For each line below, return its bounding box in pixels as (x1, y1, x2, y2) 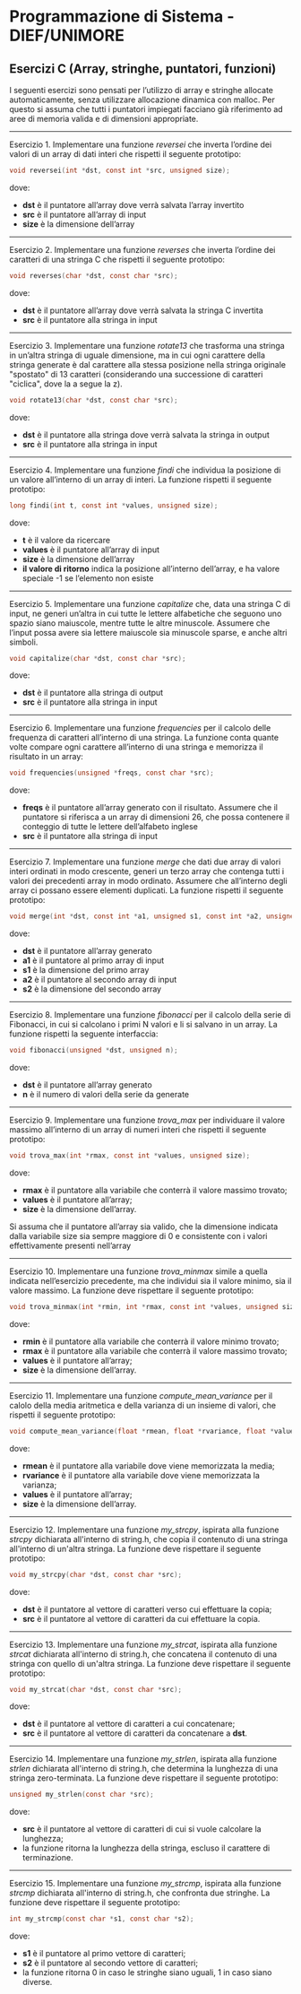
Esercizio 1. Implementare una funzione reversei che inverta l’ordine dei (9, 139, 272, 150)
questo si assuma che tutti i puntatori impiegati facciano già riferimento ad (9, 104, 284, 114)
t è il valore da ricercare (21, 534, 110, 545)
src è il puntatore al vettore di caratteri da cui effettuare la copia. (21, 1613, 261, 1624)
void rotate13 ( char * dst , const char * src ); (9, 395, 178, 404)
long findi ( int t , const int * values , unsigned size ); (9, 500, 219, 510)
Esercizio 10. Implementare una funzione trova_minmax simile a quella (9, 1266, 269, 1277)
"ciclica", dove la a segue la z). (9, 378, 123, 389)
